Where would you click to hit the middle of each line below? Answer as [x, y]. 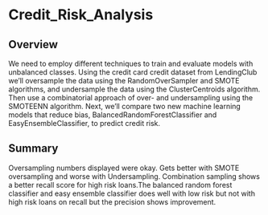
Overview [33, 45]
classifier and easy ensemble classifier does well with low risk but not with [132, 193]
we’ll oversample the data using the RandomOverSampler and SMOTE [124, 81]
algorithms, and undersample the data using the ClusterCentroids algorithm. [134, 89]
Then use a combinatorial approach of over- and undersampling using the [131, 97]
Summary [33, 149]
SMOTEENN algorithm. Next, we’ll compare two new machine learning [125, 106]
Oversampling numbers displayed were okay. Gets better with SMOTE [124, 168]
